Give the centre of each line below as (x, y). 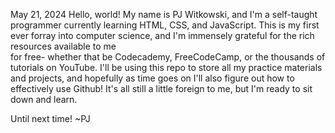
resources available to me (63, 46)
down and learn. (44, 99)
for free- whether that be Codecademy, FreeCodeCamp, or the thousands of (168, 57)
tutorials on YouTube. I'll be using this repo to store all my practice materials (166, 67)
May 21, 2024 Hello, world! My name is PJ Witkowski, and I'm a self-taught (164, 14)
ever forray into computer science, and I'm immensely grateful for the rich (162, 35)
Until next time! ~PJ (50, 118)
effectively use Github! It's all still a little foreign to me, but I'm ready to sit (161, 88)
